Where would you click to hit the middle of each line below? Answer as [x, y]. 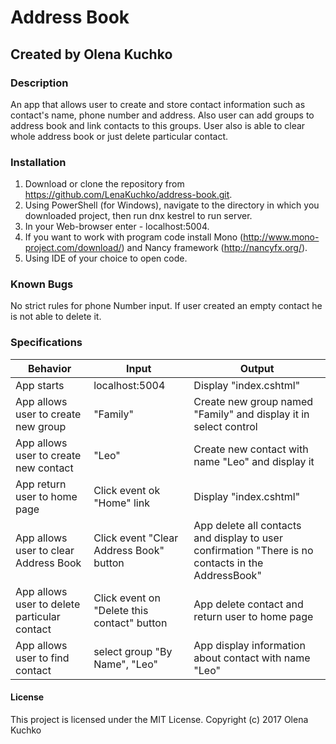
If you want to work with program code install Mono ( [134, 237]
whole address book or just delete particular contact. [119, 136]
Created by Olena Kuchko [91, 54]
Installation [38, 162]
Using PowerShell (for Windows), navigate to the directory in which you [172, 205]
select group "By [133, 651]
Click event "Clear [136, 538]
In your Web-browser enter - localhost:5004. [117, 227]
